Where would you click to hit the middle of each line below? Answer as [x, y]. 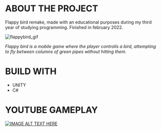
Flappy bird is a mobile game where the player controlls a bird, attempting [81, 46]
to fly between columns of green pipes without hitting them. [66, 52]
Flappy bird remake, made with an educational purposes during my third [79, 22]
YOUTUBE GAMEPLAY [51, 110]
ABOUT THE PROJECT [52, 9]
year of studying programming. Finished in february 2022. [64, 27]
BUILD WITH [31, 71]
